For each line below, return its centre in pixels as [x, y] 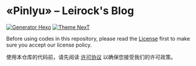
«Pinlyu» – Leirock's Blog [70, 11]
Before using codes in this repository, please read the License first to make [98, 38]
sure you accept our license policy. [49, 45]
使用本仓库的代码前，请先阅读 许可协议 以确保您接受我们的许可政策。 [91, 57]
